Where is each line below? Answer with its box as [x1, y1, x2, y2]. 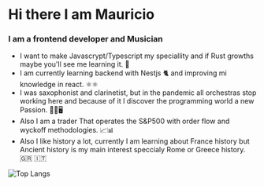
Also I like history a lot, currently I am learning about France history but [19, 137, 250, 146]
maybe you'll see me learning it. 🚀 [19, 60, 130, 69]
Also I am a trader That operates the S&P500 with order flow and [19, 116, 230, 126]
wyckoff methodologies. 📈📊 [19, 126, 114, 135]
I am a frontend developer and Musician [8, 34, 163, 45]
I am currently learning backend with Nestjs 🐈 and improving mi [19, 68, 227, 78]
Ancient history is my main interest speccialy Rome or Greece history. [19, 145, 246, 155]
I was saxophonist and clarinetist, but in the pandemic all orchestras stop [19, 88, 257, 97]
